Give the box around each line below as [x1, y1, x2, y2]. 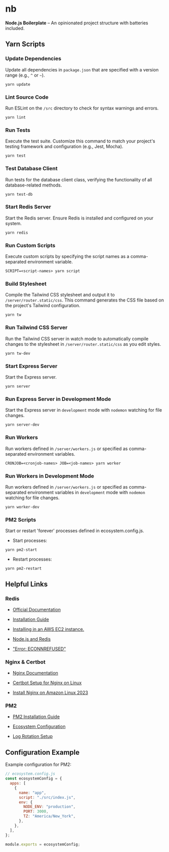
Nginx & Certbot [5, 658, 46, 665]
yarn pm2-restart [5, 566, 42, 571]
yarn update [5, 82, 30, 87]
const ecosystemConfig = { [5, 776, 62, 781]
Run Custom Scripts [5, 242, 56, 249]
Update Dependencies [5, 55, 62, 62]
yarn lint [5, 115, 26, 120]
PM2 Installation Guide [12, 714, 60, 720]
